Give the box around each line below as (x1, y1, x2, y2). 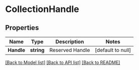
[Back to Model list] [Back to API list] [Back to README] (5, 59, 120, 65)
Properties (5, 23, 39, 32)
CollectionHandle (5, 3, 79, 15)
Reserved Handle (49, 46, 90, 53)
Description (55, 38, 84, 45)
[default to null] (94, 46, 131, 53)
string (30, 46, 45, 53)
